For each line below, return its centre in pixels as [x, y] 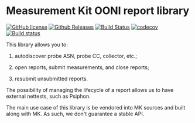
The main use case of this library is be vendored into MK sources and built [96, 107]
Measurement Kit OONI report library [98, 11]
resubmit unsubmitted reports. [51, 78]
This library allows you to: [37, 45]
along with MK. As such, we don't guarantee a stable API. [75, 114]
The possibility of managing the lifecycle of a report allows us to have [90, 90]
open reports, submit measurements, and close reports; [82, 67]
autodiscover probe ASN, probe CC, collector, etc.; [76, 56]
